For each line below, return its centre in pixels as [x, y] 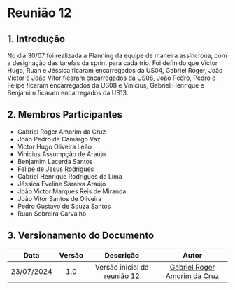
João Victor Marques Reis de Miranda [72, 191]
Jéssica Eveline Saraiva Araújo [62, 184]
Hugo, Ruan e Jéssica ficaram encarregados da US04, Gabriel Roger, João [115, 70]
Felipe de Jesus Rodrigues [56, 169]
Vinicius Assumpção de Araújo [62, 154]
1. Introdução [36, 39]
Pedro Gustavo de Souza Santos [64, 206]
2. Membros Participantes [65, 115]
